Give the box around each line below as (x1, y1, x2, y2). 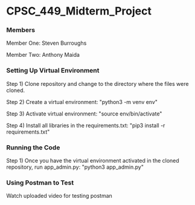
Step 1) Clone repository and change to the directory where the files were (6, 80, 189, 87)
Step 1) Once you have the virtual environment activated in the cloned (6, 157, 179, 164)
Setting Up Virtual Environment (6, 67, 100, 75)
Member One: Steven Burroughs (6, 39, 87, 47)
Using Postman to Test (6, 178, 74, 187)
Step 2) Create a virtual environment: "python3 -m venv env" (6, 98, 158, 105)
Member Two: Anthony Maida (6, 51, 80, 59)
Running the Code (6, 143, 60, 152)
